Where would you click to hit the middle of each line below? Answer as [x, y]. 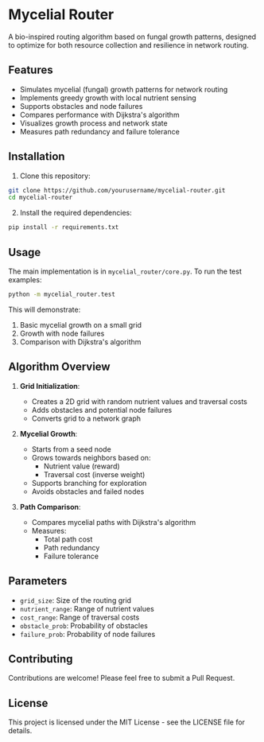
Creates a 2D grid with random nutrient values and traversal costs [140, 401]
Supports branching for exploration [89, 483]
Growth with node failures [62, 333]
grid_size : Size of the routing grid [76, 600]
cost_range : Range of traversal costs [80, 617]
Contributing [41, 659]
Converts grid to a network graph [86, 418]
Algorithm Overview [59, 367]
